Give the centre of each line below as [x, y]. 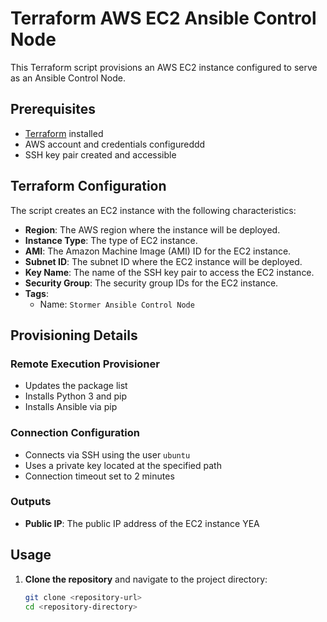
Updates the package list [76, 386]
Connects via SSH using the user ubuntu [107, 454]
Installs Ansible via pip [71, 407]
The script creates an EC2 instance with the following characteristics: [153, 210]
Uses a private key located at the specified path [123, 465]
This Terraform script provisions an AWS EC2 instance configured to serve [164, 67]
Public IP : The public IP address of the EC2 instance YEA [142, 523]
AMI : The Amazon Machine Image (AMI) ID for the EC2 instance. [158, 251]
